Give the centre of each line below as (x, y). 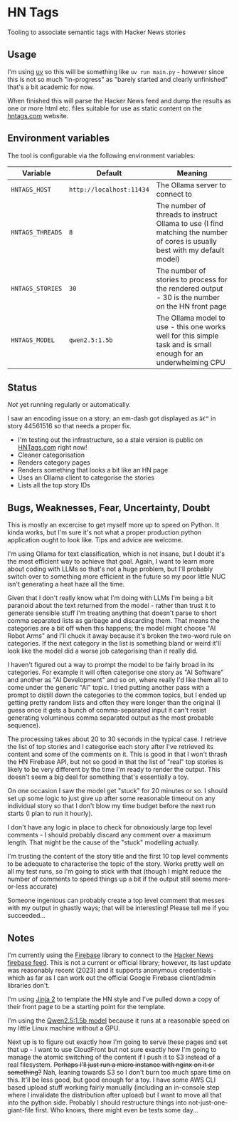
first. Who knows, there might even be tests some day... (117, 1110)
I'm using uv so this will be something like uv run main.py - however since (116, 71)
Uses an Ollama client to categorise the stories (86, 477)
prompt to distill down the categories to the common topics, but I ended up (117, 695)
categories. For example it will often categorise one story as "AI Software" (116, 672)
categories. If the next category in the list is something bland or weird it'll (114, 644)
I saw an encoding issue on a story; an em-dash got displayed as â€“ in (112, 418)
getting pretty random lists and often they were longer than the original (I (114, 703)
